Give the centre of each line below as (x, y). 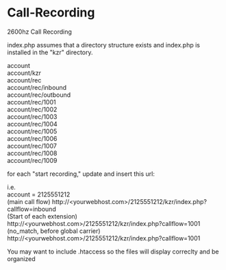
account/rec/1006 (32, 138)
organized (21, 258)
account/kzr (24, 73)
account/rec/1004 (33, 124)
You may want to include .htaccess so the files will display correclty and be (113, 251)
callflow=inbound (32, 209)
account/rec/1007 (32, 146)
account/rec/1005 (32, 131)
